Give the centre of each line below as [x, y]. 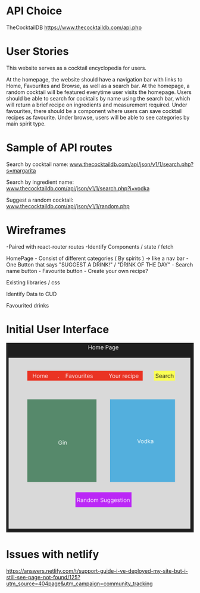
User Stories [37, 51]
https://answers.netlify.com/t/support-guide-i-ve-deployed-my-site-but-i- [97, 571]
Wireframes [36, 230]
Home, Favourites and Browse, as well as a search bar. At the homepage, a [98, 86]
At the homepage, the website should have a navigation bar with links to [94, 79]
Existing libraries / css [33, 282]
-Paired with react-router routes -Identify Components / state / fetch [90, 247]
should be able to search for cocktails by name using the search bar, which [98, 98]
